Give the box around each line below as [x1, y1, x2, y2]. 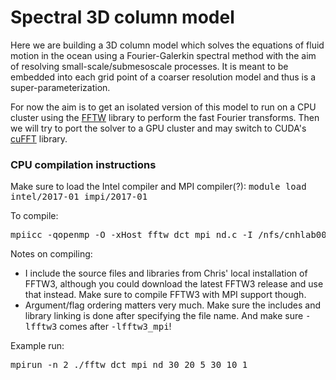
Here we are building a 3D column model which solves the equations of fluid [10, 39, 325, 51]
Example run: [10, 340, 65, 352]
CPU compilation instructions [10, 157, 157, 171]
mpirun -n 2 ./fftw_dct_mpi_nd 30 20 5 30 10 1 [10, 359, 248, 371]
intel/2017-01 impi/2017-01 [10, 191, 148, 203]
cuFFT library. [10, 132, 68, 145]
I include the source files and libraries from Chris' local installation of [24, 267, 308, 280]
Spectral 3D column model [10, 6, 235, 29]
